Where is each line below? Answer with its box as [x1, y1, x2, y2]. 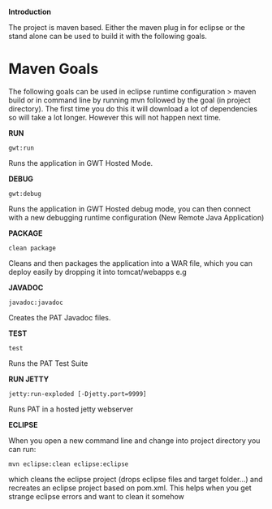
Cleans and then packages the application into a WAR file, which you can [8, 258, 253, 268]
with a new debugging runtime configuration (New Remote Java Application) [8, 212, 265, 222]
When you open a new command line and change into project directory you [8, 435, 261, 446]
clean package [8, 244, 57, 252]
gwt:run [8, 144, 35, 152]
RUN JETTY [8, 374, 50, 384]
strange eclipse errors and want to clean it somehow [8, 491, 185, 501]
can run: [8, 444, 37, 454]
